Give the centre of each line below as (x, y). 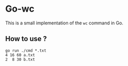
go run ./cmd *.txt (26, 51)
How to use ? (26, 39)
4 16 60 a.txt (20, 55)
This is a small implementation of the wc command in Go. (64, 23)
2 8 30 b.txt (20, 59)
